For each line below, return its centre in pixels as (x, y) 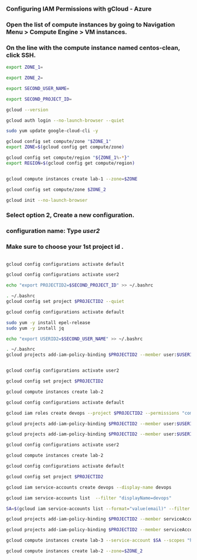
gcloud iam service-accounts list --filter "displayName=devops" (89, 498)
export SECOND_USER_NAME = (38, 88)
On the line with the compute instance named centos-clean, (93, 48)
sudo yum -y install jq (35, 328)
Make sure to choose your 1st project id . (65, 247)
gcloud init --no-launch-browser (47, 200)
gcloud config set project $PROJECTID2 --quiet (65, 302)
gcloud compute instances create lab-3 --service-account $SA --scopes (95, 541)
